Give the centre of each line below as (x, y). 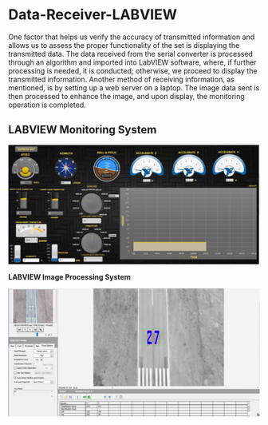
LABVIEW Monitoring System (83, 130)
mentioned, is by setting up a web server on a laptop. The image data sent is (134, 87)
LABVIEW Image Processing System (70, 277)
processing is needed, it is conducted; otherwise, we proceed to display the (133, 70)
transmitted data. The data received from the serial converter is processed (131, 54)
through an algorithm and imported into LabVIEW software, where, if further (132, 62)
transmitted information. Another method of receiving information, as (122, 79)
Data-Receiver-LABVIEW (93, 15)
